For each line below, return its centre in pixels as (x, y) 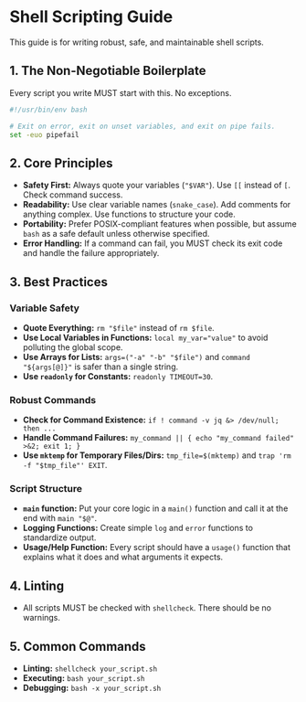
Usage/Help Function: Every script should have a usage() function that (156, 548)
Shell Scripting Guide (91, 17)
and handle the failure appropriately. (91, 253)
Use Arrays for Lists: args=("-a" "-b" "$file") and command (137, 356)
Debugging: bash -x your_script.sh (92, 688)
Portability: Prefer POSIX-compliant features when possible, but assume (159, 224)
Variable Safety (45, 308)
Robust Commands (53, 399)
